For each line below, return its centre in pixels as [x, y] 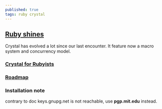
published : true [22, 10]
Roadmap [17, 77]
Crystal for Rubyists [30, 64]
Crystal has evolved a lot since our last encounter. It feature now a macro [80, 46]
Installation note [25, 91]
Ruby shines [25, 34]
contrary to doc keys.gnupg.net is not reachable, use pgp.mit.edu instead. [81, 101]
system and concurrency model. [38, 51]
